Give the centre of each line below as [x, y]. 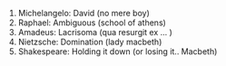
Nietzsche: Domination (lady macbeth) [90, 42]
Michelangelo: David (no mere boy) [84, 13]
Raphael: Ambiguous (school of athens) [92, 23]
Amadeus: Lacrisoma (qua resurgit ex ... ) [95, 32]
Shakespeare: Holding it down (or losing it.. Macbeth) [118, 52]
